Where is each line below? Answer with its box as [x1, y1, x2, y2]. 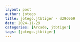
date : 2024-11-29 [5, 20, 40, 26]
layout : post [5, 7, 32, 12]
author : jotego [5, 12, 36, 16]
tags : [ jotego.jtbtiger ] [5, 29, 56, 34]
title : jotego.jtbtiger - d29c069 [5, 16, 76, 21]
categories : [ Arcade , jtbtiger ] [5, 25, 71, 30]
